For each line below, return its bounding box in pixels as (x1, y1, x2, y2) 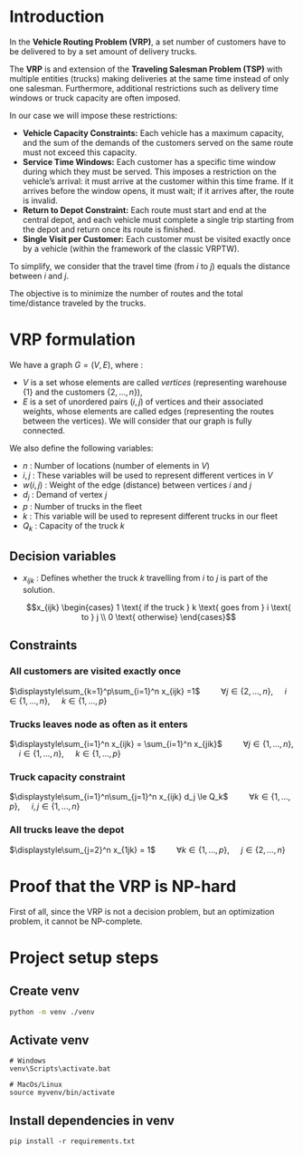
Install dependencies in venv (9, 1112, 175, 1128)
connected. (22, 424, 66, 436)
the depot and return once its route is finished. (22, 224, 196, 235)
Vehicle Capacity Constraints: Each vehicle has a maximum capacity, (22, 127, 285, 138)
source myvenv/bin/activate (9, 1088, 116, 1098)
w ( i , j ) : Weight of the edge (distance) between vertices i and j (22, 479, 251, 490)
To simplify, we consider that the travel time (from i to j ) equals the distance (9, 260, 291, 271)
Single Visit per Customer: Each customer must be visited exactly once (22, 233, 291, 244)
